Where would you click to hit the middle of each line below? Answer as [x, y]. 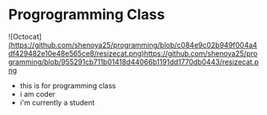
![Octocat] [25, 36]
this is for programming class [68, 86]
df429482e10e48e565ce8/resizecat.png [75, 53]
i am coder [38, 94]
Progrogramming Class [87, 15]
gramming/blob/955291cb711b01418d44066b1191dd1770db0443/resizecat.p [133, 62]
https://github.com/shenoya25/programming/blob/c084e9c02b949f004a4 [134, 44]
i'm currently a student [57, 102]
